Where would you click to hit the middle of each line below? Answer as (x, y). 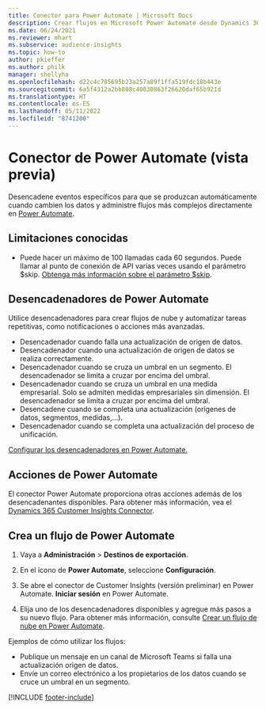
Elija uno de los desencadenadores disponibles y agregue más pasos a (135, 609)
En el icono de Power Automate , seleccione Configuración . (118, 570)
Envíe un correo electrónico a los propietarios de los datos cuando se (133, 673)
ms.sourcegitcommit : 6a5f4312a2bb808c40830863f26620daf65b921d (115, 89)
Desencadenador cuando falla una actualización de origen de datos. (131, 342)
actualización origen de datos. (69, 665)
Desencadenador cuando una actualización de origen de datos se (127, 350)
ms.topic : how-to (37, 52)
